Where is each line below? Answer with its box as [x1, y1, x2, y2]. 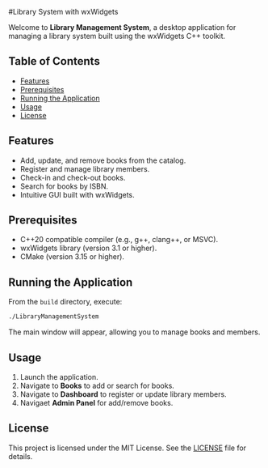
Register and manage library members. [19, 164, 150, 173]
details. [8, 451, 33, 461]
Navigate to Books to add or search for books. [19, 381, 175, 390]
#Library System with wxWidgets [8, 7, 119, 16]
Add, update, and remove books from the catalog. [19, 155, 186, 165]
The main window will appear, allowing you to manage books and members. [8, 327, 261, 337]
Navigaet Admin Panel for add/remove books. [19, 398, 174, 407]
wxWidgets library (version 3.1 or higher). [19, 243, 157, 253]
